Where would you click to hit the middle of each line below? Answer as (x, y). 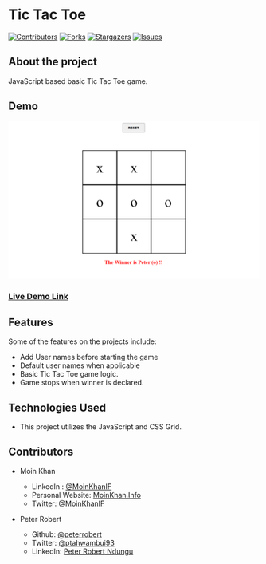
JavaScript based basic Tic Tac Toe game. (78, 81)
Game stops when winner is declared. (82, 383)
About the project (53, 62)
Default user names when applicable (80, 365)
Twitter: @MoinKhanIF (68, 503)
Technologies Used (57, 407)
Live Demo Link (39, 297)
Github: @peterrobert (66, 534)
